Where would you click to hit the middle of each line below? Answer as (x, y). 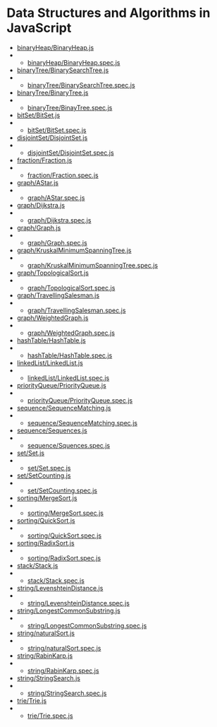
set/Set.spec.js (49, 468)
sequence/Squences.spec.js (69, 445)
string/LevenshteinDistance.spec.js (78, 603)
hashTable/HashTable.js (51, 340)
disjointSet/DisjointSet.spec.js (70, 153)
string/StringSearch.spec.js (67, 693)
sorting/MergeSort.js (47, 498)
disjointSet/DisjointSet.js (52, 137)
